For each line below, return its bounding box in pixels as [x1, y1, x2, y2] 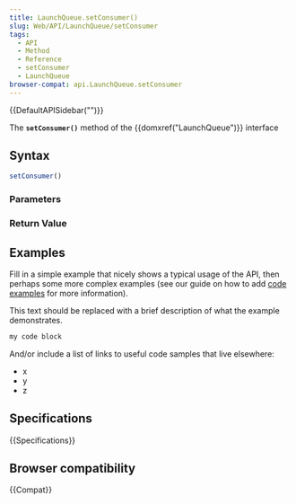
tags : [9, 30, 30, 39]
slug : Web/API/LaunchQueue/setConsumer [9, 22, 159, 31]
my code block [9, 332, 63, 341]
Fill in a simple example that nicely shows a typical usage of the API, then [9, 269, 280, 279]
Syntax [9, 148, 50, 164]
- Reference [17, 55, 63, 64]
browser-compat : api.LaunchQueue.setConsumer [9, 80, 182, 89]
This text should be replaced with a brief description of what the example [9, 305, 280, 315]
